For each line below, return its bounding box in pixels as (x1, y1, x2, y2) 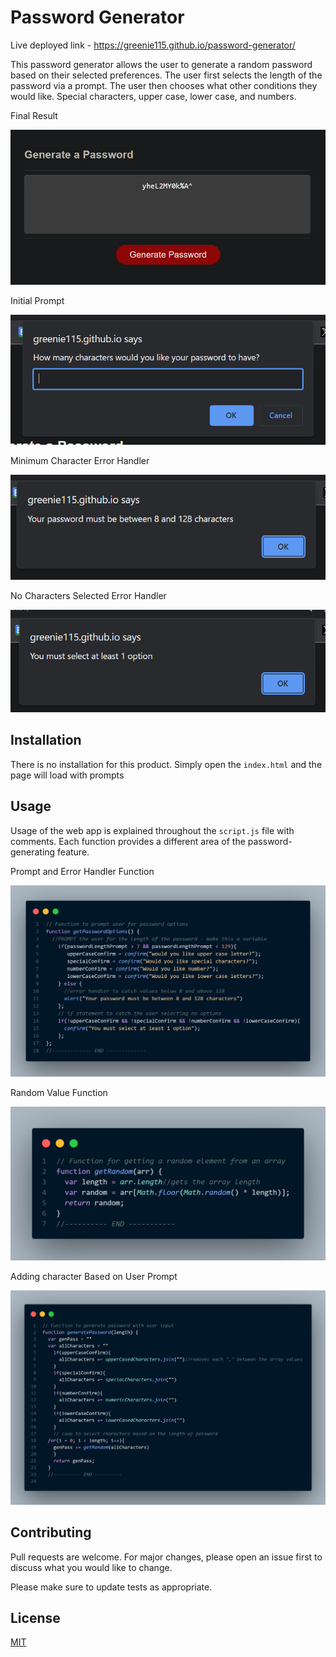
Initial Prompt (10, 294, 65, 306)
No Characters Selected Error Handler (10, 590, 167, 602)
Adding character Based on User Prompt (10, 1271, 178, 1283)
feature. (57, 846, 90, 858)
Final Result (10, 109, 58, 121)
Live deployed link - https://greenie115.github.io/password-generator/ (10, 39, 296, 51)
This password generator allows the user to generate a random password (10, 58, 313, 70)
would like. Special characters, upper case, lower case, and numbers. (10, 90, 297, 102)
